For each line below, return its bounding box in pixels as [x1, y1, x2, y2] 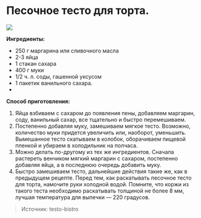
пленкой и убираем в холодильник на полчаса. [15, 141, 138, 149]
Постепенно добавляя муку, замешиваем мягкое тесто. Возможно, [15, 122, 191, 130]
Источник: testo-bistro [21, 205, 79, 213]
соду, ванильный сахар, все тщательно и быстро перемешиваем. [15, 116, 186, 123]
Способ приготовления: [6, 97, 70, 105]
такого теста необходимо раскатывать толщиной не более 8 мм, [15, 187, 185, 194]
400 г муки [15, 66, 44, 74]
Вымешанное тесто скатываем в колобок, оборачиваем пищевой [15, 135, 186, 142]
